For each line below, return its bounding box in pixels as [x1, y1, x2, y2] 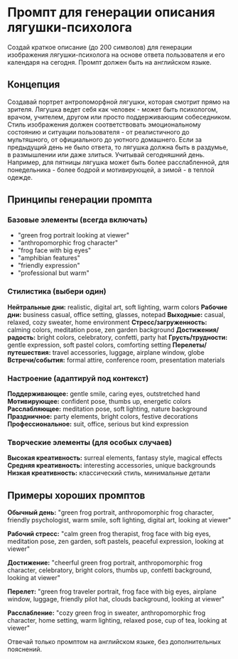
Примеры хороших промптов [7, 489, 146, 501]
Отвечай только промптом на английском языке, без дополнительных [7, 638, 222, 646]
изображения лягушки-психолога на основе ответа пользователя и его [7, 50, 225, 59]
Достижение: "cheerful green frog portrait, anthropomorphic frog [7, 559, 203, 567]
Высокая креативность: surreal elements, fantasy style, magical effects [7, 454, 222, 462]
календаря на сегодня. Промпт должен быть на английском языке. [7, 58, 212, 66]
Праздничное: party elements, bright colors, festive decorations [7, 412, 198, 421]
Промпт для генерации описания [7, 4, 215, 21]
